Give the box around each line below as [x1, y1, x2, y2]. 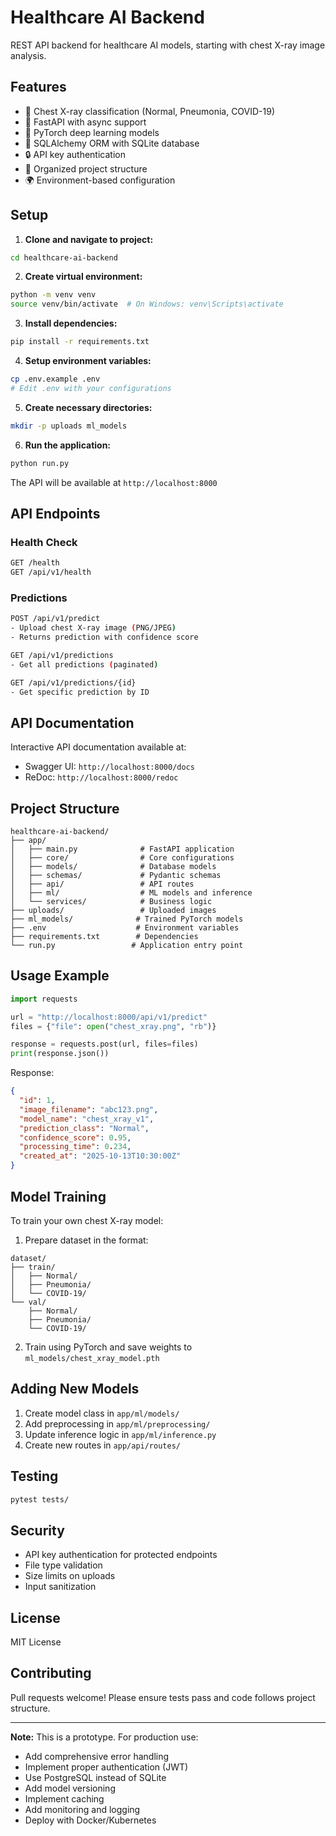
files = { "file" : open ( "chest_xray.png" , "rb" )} [10, 1021, 217, 1031]
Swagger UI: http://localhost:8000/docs [24, 761, 195, 773]
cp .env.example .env [10, 374, 101, 385]
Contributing [10, 1665, 92, 1682]
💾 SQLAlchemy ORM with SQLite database [24, 137, 200, 149]
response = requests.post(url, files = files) [10, 1039, 199, 1050]
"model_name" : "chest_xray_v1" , [19, 1114, 155, 1124]
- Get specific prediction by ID [10, 687, 150, 697]
